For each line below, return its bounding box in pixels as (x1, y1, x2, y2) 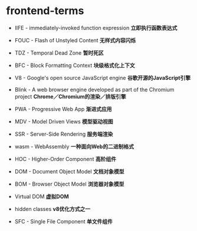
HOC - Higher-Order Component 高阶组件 (14, 155, 117, 162)
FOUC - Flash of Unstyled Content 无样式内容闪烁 (14, 36, 136, 43)
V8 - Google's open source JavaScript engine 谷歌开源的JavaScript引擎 (14, 74, 191, 81)
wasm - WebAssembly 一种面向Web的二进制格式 (14, 143, 134, 150)
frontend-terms (6, 4, 84, 18)
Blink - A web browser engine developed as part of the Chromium (14, 86, 175, 93)
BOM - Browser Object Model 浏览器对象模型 (14, 180, 124, 188)
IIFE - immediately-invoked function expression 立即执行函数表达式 (14, 24, 178, 31)
